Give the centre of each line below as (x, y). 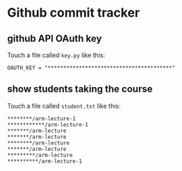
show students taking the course (80, 89)
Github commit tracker (74, 13)
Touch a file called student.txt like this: (64, 106)
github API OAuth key (55, 39)
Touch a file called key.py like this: (56, 55)
